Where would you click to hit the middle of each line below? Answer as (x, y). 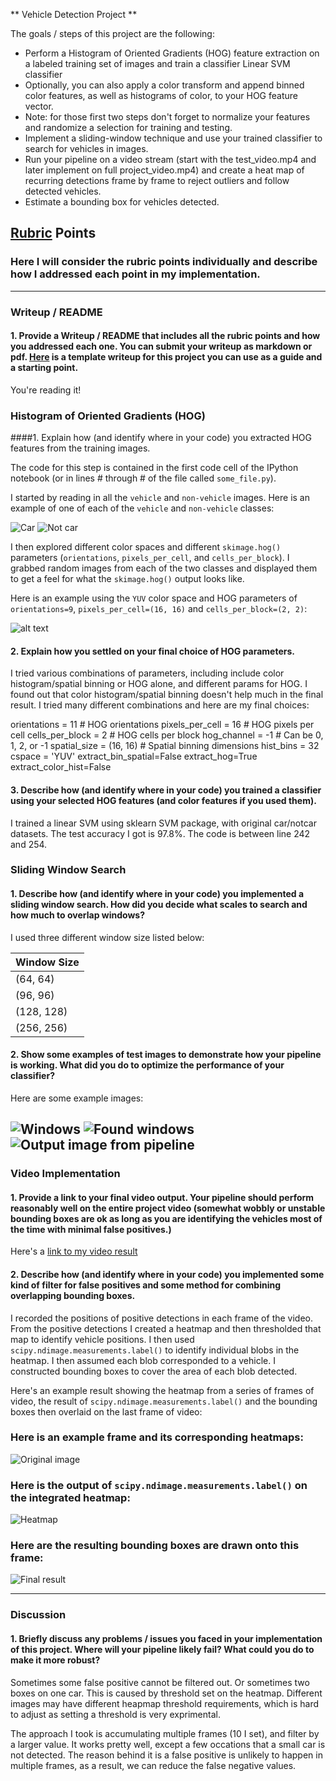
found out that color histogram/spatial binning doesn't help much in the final (167, 695)
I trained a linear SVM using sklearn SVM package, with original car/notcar (163, 823)
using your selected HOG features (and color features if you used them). (163, 800)
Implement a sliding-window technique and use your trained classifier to (173, 138)
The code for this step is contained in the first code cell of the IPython (154, 468)
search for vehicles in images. (86, 148)
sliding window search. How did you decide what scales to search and (159, 905)
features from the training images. (80, 448)
